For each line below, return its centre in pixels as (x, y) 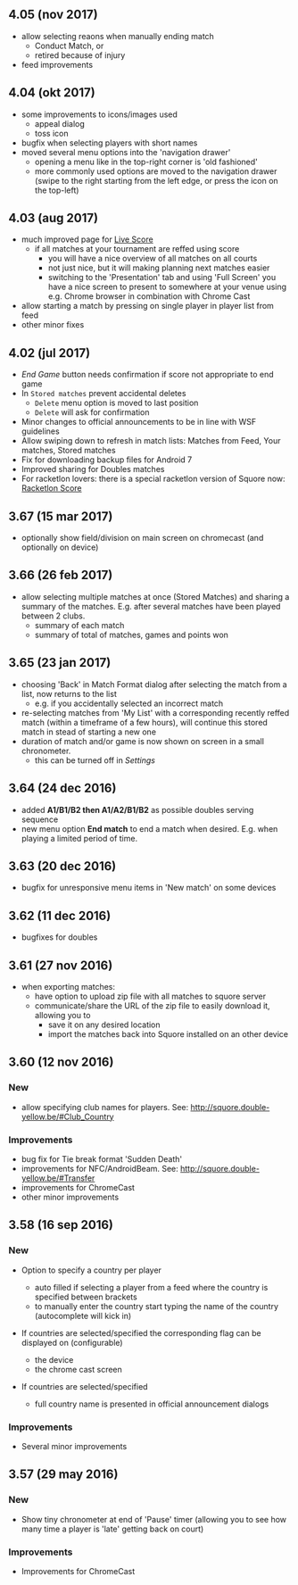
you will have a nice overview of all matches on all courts (153, 259)
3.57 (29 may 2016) (63, 1475)
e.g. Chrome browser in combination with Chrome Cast (149, 296)
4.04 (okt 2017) (52, 93)
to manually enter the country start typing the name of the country (156, 1306)
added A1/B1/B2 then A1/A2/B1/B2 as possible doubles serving (137, 809)
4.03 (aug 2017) (54, 218)
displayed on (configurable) (72, 1342)
